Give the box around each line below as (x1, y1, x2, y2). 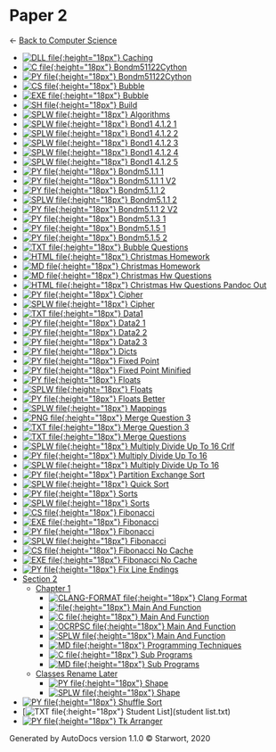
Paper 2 (9, 5, 69, 26)
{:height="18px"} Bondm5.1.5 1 (54, 222, 166, 233)
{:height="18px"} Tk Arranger (54, 715, 163, 726)
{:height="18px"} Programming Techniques (84, 640, 242, 650)
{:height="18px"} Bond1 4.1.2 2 (66, 128, 179, 138)
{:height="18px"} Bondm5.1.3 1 (54, 213, 166, 224)
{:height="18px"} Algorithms (66, 109, 171, 120)
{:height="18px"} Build (55, 99, 138, 110)
